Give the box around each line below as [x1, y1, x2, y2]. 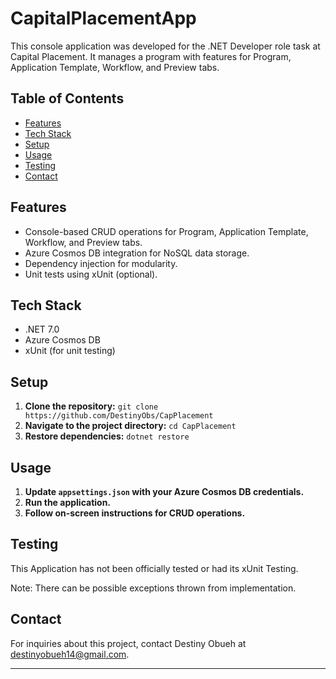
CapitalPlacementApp [10, 7, 197, 30]
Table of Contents [10, 90, 125, 107]
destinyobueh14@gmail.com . [10, 648, 130, 660]
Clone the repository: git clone [24, 400, 159, 412]
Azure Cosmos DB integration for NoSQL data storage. [24, 247, 250, 259]
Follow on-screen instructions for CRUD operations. [24, 507, 246, 519]
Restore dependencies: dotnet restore [24, 430, 190, 442]
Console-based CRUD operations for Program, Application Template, [24, 225, 309, 237]
